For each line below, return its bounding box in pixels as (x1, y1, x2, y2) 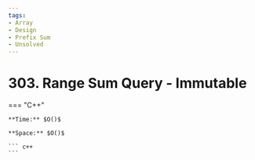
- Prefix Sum (8, 33, 51, 42)
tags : (8, 11, 26, 20)
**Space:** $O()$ (8, 129, 65, 137)
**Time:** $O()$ (8, 115, 61, 124)
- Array (8, 19, 34, 27)
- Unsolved (8, 41, 44, 49)
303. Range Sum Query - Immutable (8, 75, 247, 93)
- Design (8, 26, 37, 34)
